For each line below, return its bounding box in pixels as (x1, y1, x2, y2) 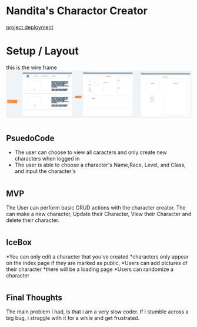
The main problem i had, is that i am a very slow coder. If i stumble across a (6, 308, 189, 315)
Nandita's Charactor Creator (6, 4, 148, 18)
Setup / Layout (6, 44, 79, 58)
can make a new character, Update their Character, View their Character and (6, 211, 192, 218)
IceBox (6, 237, 32, 247)
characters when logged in (14, 155, 80, 162)
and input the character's (14, 168, 76, 175)
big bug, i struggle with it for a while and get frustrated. (6, 315, 140, 322)
